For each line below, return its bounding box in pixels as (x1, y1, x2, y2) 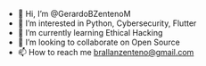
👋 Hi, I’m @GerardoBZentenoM (17, 9, 131, 19)
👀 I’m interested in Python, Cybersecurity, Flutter (17, 18, 197, 29)
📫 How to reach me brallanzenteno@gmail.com (17, 47, 194, 57)
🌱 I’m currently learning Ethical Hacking (17, 28, 163, 37)
